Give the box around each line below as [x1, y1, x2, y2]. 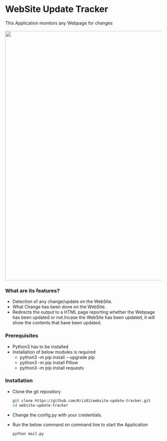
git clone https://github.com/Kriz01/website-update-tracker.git [12, 398, 151, 403]
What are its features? [5, 287, 60, 294]
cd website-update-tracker [12, 403, 69, 408]
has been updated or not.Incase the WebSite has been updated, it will [12, 314, 155, 320]
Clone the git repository [12, 388, 61, 395]
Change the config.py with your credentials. [12, 412, 103, 418]
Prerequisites [5, 332, 38, 339]
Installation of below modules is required [12, 349, 96, 355]
